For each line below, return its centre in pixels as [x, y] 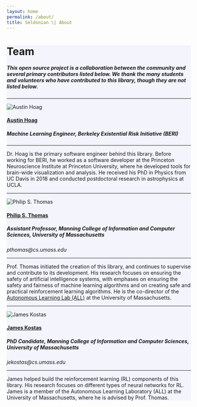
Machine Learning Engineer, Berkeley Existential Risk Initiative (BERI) [93, 134]
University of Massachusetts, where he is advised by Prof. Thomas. [88, 398]
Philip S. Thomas [27, 215]
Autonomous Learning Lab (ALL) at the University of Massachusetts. [89, 297]
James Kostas [24, 328]
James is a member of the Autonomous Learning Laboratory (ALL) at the [94, 391]
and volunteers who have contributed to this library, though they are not [96, 80]
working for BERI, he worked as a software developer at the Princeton [91, 160]
